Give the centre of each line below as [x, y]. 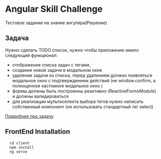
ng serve [18, 152]
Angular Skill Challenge [54, 9]
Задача [17, 38]
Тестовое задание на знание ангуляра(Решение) [56, 23]
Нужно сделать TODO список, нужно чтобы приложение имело [72, 50]
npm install [22, 147]
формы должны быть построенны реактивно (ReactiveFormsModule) [84, 91]
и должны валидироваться [40, 96]
